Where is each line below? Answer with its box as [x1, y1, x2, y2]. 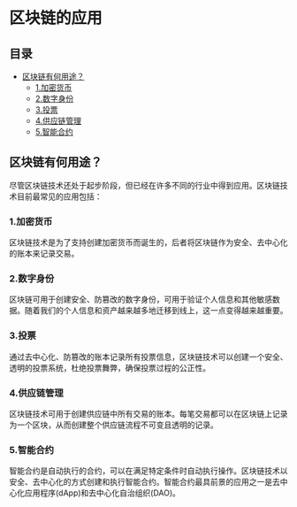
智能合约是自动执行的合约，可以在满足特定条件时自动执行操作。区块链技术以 [9, 465, 288, 476]
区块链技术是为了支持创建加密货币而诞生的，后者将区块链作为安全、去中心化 [9, 237, 288, 248]
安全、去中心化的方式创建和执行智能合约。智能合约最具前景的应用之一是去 [9, 477, 280, 488]
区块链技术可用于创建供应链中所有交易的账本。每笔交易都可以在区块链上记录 [9, 409, 288, 419]
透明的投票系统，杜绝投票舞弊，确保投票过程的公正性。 [9, 362, 210, 373]
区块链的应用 [9, 8, 103, 28]
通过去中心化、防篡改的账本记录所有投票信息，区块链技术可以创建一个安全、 [9, 351, 288, 362]
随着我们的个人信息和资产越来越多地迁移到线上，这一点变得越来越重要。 [24, 305, 288, 316]
